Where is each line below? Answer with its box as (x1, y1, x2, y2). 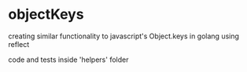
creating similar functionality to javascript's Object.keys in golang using (8, 31, 240, 41)
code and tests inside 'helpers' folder (8, 55, 129, 64)
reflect (8, 39, 30, 49)
